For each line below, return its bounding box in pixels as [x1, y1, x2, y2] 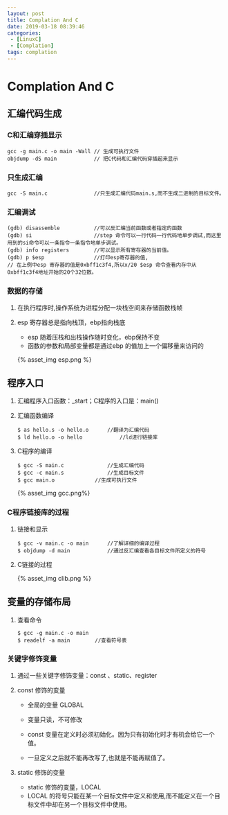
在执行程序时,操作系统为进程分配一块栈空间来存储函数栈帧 [17, 303, 183, 312]
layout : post [7, 10, 45, 17]
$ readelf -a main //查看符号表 [17, 637, 127, 644]
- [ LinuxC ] [10, 36, 41, 43]
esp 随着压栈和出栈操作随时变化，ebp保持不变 [27, 333, 160, 341]
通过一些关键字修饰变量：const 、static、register [17, 671, 158, 679]
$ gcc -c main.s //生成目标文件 [17, 469, 145, 477]
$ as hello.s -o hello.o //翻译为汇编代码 [17, 427, 150, 434]
